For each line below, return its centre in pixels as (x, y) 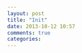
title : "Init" (28, 20)
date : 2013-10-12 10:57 (41, 26)
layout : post (26, 13)
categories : (24, 39)
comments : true (29, 33)
